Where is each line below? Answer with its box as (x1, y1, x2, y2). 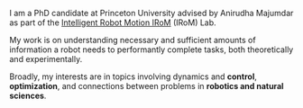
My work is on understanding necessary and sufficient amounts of (9, 35, 256, 45)
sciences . (9, 90, 47, 101)
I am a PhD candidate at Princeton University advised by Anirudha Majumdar (9, 8, 294, 18)
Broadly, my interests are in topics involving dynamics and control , (9, 71, 257, 82)
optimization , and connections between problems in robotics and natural (9, 81, 284, 91)
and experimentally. (9, 54, 83, 64)
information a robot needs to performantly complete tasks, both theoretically (9, 44, 294, 55)
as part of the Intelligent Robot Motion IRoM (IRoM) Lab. (9, 17, 216, 28)
